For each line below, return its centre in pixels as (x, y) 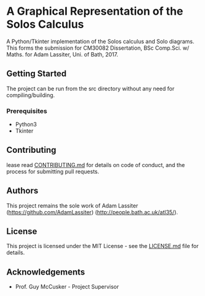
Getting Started (37, 74)
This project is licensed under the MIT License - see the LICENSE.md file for (102, 246)
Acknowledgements (46, 272)
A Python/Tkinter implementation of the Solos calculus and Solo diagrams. (100, 41)
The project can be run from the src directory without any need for (91, 88)
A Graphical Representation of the (95, 11)
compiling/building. (31, 95)
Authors (22, 191)
